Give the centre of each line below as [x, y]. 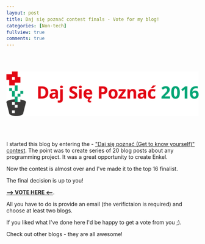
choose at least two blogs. [40, 211]
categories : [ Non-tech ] [37, 26]
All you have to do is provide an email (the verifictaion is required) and [94, 204]
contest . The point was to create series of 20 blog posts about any [90, 151]
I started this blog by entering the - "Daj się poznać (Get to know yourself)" [101, 144]
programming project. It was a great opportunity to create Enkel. [87, 157]
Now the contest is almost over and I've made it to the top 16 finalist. [92, 169]
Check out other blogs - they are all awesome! [65, 234]
